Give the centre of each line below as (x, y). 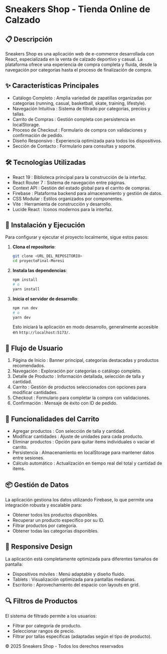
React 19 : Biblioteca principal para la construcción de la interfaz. (79, 177)
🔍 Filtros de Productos (41, 601)
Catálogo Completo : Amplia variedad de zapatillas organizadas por (82, 98)
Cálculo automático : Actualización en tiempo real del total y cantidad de (87, 463)
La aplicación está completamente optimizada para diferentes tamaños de (82, 559)
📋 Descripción (29, 39)
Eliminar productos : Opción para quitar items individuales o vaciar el (83, 442)
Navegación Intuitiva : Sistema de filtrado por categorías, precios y (81, 108)
